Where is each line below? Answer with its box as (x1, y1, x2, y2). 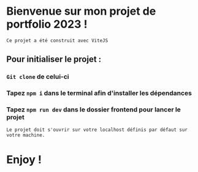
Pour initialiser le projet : (6, 54, 102, 65)
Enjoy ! (6, 152, 42, 166)
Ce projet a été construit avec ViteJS (6, 37, 109, 43)
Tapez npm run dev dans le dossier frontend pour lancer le (6, 105, 181, 114)
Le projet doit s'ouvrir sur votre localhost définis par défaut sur (6, 127, 188, 133)
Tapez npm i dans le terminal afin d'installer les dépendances (6, 89, 192, 97)
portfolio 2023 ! (6, 17, 88, 31)
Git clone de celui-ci (6, 72, 69, 81)
